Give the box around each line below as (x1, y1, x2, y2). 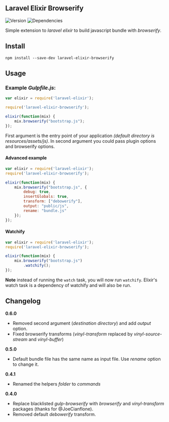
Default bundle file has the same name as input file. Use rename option (12, 356, 161, 362)
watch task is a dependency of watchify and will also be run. (5, 282, 132, 288)
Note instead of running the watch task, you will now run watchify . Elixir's (5, 277, 158, 283)
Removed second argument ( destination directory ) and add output (12, 320, 151, 326)
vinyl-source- (134, 331, 162, 337)
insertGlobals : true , (23, 194, 69, 199)
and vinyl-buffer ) (28, 336, 64, 342)
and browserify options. (5, 143, 55, 149)
